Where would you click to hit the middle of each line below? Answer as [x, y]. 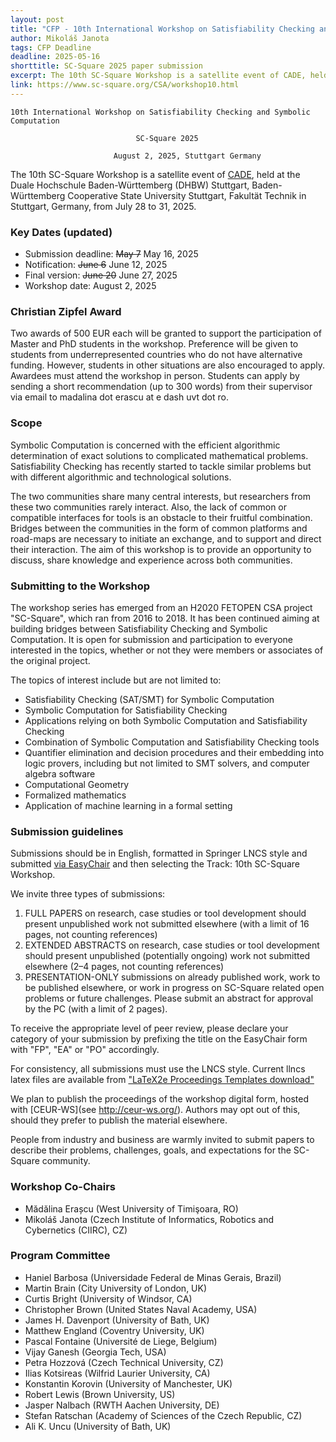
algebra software [60, 773]
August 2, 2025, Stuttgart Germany [187, 156]
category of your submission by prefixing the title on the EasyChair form [159, 1039]
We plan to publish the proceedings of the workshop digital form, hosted [159, 1099]
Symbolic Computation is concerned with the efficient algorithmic [145, 445]
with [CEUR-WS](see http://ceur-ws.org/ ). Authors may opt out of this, [155, 1110]
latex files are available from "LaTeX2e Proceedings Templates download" [162, 1080]
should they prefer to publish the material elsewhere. [119, 1120]
